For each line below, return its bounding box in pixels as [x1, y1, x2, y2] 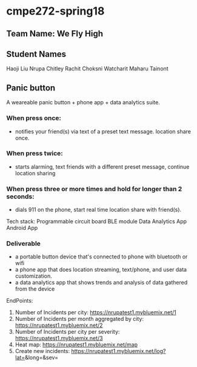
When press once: [6, 114, 62, 123]
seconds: [6, 192, 35, 201]
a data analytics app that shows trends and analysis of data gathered [15, 279, 188, 286]
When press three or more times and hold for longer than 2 [6, 184, 182, 193]
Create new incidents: [15, 348, 70, 355]
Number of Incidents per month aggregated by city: [15, 315, 144, 323]
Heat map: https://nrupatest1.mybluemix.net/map [15, 341, 138, 348]
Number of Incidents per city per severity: [15, 328, 120, 335]
